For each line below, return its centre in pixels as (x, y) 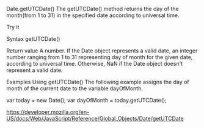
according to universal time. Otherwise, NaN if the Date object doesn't (95, 64)
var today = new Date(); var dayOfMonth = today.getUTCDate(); (86, 100)
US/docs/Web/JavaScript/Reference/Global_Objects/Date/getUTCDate (95, 119)
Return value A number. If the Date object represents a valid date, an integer (102, 51)
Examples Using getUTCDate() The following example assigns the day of (98, 82)
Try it (13, 27)
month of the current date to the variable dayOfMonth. (75, 88)
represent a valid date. (35, 70)
